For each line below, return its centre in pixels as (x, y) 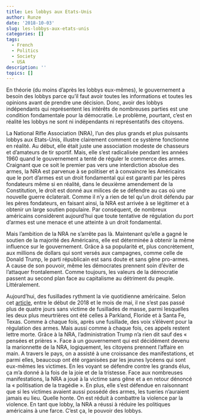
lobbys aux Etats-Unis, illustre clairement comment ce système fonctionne (98, 140)
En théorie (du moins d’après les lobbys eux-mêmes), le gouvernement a (96, 90)
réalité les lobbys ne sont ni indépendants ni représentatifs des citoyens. (95, 122)
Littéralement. (23, 285)
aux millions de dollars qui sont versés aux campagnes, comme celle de (95, 253)
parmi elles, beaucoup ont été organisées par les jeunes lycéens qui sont (96, 360)
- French (22, 45)
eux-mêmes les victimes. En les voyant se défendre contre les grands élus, (99, 366)
